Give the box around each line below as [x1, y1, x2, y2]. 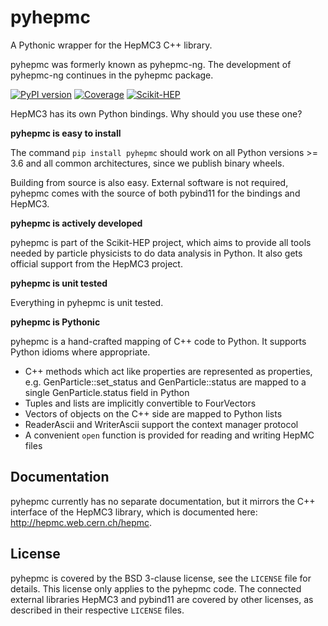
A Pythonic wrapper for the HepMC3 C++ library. [10, 39, 213, 51]
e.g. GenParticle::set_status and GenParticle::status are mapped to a [24, 376, 307, 388]
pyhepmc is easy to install [10, 127, 122, 139]
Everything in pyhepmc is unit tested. [10, 296, 164, 308]
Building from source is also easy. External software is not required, [10, 176, 289, 188]
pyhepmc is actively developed [10, 217, 143, 229]
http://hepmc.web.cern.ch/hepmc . [10, 516, 153, 528]
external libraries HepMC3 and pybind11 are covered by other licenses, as [10, 593, 314, 605]
